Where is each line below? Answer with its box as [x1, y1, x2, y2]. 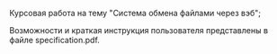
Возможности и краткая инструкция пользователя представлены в [9, 25, 268, 35]
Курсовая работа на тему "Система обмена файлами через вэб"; [9, 8, 261, 18]
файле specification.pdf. [9, 35, 101, 45]
